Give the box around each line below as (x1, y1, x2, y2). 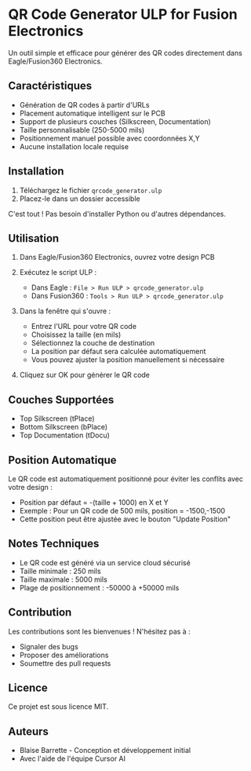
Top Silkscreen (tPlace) (19, 414, 96, 423)
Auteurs (8, 725, 49, 738)
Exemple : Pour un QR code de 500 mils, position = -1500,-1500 (19, 506, 226, 515)
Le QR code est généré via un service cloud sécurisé (19, 557, 191, 567)
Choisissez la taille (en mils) (31, 330, 122, 339)
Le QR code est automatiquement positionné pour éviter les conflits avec (8, 474, 243, 484)
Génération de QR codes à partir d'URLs (19, 100, 150, 109)
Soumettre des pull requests (19, 658, 111, 668)
